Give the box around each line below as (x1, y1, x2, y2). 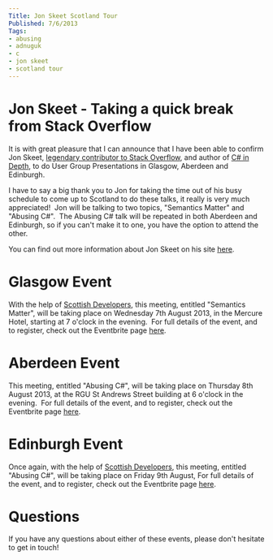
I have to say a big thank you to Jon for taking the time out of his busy (8, 185, 242, 195)
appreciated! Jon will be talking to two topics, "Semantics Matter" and (8, 202, 245, 212)
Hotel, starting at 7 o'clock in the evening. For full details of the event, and (8, 317, 258, 326)
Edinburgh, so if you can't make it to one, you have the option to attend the (8, 220, 258, 230)
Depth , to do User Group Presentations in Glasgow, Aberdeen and (8, 161, 229, 170)
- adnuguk (8, 42, 42, 50)
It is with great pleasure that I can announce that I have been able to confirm (8, 144, 264, 153)
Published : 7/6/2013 (8, 19, 79, 28)
